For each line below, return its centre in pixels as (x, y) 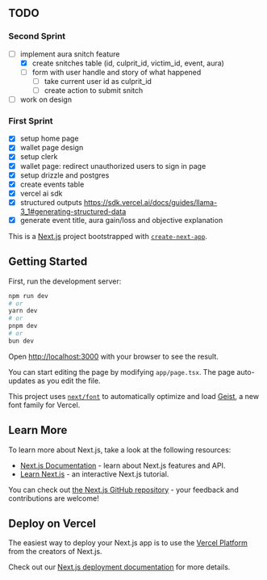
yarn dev (23, 311)
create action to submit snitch (94, 90)
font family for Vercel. (44, 405)
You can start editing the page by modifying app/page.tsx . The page (122, 372)
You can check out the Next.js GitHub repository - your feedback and (124, 490)
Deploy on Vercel (52, 524)
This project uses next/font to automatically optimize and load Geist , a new (134, 396)
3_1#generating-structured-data (73, 211)
